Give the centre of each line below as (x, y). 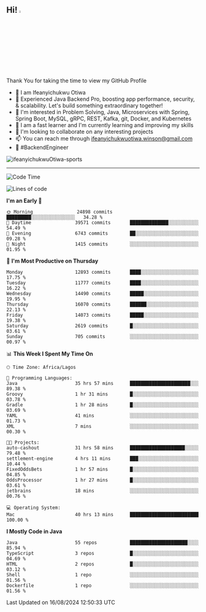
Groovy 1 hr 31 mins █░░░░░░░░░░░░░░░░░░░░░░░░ (103, 394)
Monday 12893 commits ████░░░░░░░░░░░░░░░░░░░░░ (103, 272)
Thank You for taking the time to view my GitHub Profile (77, 80)
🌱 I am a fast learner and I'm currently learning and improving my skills (104, 125)
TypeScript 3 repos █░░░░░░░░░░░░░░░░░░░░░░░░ (103, 553)
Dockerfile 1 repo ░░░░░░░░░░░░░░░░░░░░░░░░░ (103, 586)
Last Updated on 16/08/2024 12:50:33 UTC (61, 602)
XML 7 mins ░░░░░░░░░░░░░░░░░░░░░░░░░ (103, 426)
